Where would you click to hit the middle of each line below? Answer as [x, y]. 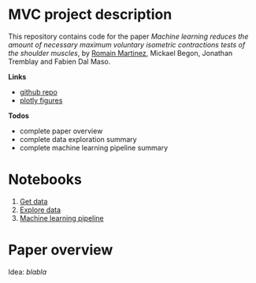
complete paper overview [61, 131]
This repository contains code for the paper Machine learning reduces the [128, 36]
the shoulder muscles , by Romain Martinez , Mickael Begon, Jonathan [121, 53]
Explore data [40, 210]
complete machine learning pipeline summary [94, 147]
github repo [38, 91]
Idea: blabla [28, 272]
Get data [33, 201]
